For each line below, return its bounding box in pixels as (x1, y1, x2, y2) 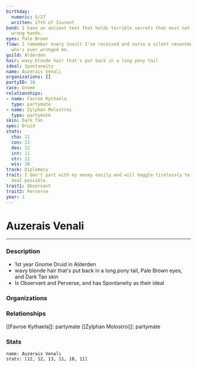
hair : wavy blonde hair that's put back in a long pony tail (6, 57, 159, 63)
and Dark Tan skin (14, 273, 59, 280)
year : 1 (6, 194, 25, 200)
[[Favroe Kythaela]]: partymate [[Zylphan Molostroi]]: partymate (6, 323, 161, 330)
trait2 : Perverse (6, 188, 49, 194)
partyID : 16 (6, 80, 35, 86)
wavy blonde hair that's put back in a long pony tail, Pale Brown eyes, (14, 267, 183, 274)
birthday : (6, 8, 30, 15)
